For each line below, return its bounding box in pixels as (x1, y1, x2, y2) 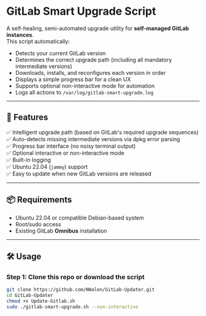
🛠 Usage (6, 251, 42, 261)
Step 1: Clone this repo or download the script (6, 272, 145, 281)
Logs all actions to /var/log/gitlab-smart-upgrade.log (15, 88, 154, 96)
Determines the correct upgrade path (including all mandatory (15, 56, 172, 63)
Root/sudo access (15, 220, 61, 228)
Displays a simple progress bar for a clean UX (15, 75, 131, 83)
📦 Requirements (6, 195, 72, 205)
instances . (6, 31, 34, 38)
